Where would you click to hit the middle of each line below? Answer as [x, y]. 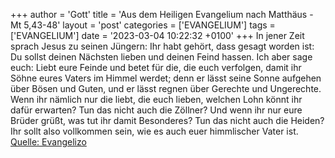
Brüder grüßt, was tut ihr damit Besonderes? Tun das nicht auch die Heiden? [167, 120]
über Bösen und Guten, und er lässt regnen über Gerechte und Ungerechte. [166, 88]
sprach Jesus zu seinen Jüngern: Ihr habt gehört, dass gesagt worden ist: [162, 46]
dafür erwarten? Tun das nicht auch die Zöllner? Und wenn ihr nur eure [156, 110]
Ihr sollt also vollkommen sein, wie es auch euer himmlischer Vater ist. [154, 131]
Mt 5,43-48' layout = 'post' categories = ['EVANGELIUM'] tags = [143, 25]
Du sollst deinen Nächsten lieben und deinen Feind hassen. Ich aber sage [161, 57]
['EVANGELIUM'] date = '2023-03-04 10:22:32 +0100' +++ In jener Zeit [157, 35]
